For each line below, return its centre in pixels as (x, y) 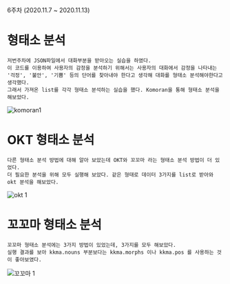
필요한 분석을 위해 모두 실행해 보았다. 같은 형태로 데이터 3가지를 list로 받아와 (114, 174)
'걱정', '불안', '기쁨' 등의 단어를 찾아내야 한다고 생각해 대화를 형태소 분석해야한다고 (115, 75)
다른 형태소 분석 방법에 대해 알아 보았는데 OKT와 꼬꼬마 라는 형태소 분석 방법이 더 (109, 160)
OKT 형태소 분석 (51, 140)
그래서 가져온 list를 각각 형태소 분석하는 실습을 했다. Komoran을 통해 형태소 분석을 (113, 90)
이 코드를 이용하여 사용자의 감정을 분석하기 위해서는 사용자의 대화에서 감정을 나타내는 (112, 68)
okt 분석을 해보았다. (33, 182)
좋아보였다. (28, 260)
